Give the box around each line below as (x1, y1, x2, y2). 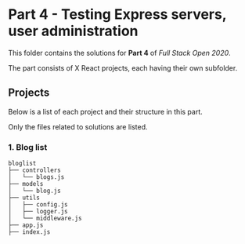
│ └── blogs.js (8, 173, 65, 181)
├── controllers (8, 166, 61, 174)
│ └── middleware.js (8, 214, 82, 223)
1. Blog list (8, 141, 48, 152)
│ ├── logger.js (8, 208, 68, 216)
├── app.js (8, 221, 44, 229)
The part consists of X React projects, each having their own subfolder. (8, 63, 238, 72)
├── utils (8, 194, 41, 202)
